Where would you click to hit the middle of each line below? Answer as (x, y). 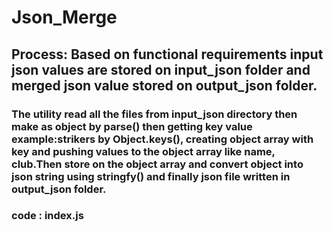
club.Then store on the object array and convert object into (157, 164)
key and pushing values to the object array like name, (143, 151)
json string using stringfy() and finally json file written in (151, 176)
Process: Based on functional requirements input (167, 54)
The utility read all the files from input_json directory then (154, 114)
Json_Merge (64, 17)
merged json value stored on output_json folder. (164, 85)
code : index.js (47, 216)
